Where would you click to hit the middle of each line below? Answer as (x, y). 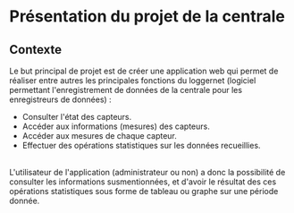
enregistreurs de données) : (60, 99)
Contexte (36, 50)
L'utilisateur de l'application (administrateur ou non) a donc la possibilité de (147, 172)
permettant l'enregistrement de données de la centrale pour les (126, 90)
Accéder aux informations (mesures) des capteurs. (116, 126)
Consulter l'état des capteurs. (77, 117)
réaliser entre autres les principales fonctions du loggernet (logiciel (133, 81)
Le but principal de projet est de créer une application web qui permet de (144, 71)
